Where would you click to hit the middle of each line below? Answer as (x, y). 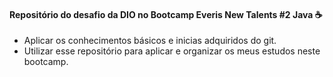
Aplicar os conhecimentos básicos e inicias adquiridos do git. (150, 41)
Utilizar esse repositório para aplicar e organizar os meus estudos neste (172, 51)
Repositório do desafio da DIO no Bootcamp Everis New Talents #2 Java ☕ (166, 14)
